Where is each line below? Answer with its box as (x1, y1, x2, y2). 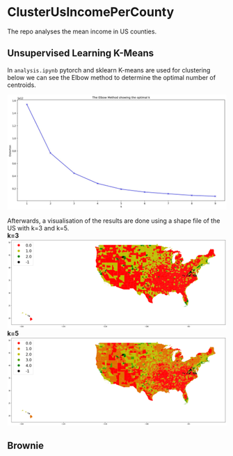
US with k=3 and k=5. (7, 223, 70, 232)
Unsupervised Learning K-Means (7, 47, 154, 59)
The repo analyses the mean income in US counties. (7, 27, 157, 36)
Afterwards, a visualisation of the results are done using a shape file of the (7, 217, 220, 225)
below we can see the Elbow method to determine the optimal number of (7, 73, 216, 81)
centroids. (7, 81, 36, 89)
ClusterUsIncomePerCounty (7, 4, 175, 20)
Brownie (7, 439, 44, 451)
